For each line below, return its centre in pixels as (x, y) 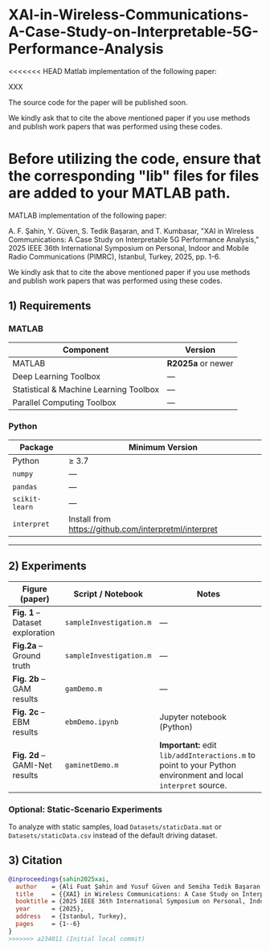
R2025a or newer (200, 363)
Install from (89, 518)
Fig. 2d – (29, 755)
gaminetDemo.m (92, 765)
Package (37, 447)
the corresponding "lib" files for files (134, 176)
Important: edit (188, 745)
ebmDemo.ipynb (92, 722)
